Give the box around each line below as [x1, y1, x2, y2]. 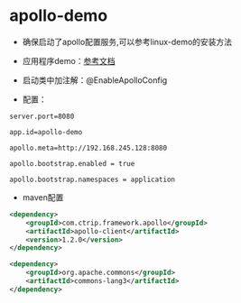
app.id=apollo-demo [9, 127, 83, 136]
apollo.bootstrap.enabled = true [9, 159, 135, 168]
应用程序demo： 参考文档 [22, 55, 116, 66]
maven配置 [22, 191, 64, 203]
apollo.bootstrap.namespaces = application [9, 175, 176, 184]
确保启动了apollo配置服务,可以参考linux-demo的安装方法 [22, 36, 233, 47]
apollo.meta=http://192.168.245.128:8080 [9, 143, 168, 152]
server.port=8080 [9, 112, 75, 121]
